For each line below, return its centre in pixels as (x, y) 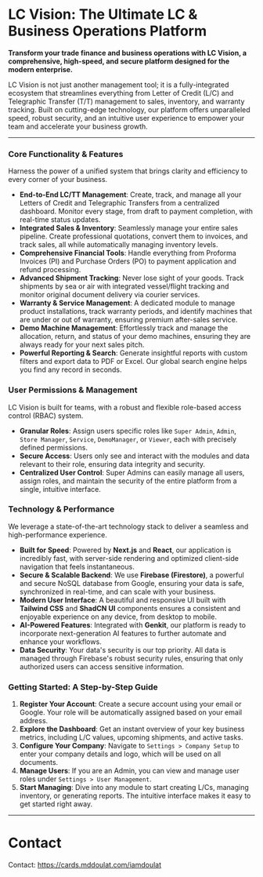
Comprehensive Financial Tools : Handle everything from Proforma (128, 253)
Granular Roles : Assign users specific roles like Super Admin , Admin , (128, 431)
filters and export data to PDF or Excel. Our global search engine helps (133, 362)
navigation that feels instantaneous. (77, 566)
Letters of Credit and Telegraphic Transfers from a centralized (119, 203)
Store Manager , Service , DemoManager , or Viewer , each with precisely (128, 439)
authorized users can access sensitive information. (101, 666)
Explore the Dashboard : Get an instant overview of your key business (132, 729)
